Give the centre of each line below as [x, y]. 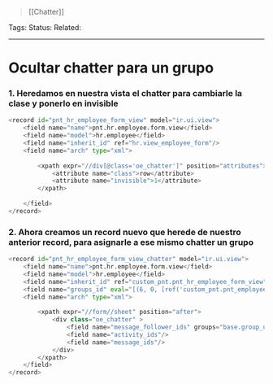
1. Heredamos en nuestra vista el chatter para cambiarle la [125, 94]
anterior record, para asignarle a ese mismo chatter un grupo [131, 242]
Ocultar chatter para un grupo [111, 68]
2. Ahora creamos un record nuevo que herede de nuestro [125, 232]
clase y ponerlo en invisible [64, 103]
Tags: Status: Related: [45, 27]
